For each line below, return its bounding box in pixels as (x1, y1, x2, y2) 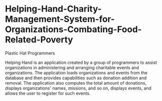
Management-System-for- (5, 14, 115, 25)
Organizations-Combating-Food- (5, 24, 142, 35)
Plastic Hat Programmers (5, 50, 55, 56)
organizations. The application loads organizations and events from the (5, 70, 147, 75)
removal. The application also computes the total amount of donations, (5, 80, 147, 86)
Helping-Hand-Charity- (5, 3, 102, 14)
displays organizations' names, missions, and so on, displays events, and (5, 85, 152, 91)
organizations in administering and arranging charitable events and (5, 64, 140, 71)
